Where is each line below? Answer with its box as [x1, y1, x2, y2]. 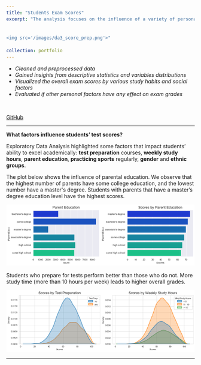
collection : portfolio [6, 48, 63, 54]
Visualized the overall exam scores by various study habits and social [14, 77, 188, 85]
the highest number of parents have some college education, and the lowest [6, 179, 194, 187]
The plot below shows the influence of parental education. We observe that [6, 173, 192, 180]
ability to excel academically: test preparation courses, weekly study [6, 149, 178, 156]
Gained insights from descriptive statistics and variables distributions [14, 71, 187, 78]
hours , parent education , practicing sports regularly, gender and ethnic [6, 155, 187, 162]
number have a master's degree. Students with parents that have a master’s [6, 186, 193, 193]
